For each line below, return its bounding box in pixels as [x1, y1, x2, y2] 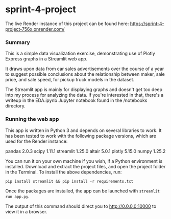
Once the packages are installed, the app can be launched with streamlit [5, 188, 160, 194]
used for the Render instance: [5, 138, 68, 144]
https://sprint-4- [130, 20, 164, 27]
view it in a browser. [5, 208, 47, 214]
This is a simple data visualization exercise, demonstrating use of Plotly [5, 50, 156, 57]
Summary [5, 38, 31, 46]
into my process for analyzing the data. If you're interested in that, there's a [5, 92, 164, 98]
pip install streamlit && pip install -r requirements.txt [5, 179, 134, 184]
